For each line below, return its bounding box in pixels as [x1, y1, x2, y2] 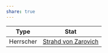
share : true [6, 8, 35, 15]
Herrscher [9, 37, 37, 45]
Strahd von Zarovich [42, 37, 99, 45]
